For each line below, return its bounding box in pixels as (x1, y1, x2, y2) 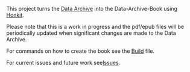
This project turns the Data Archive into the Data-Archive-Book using (6, 5, 178, 12)
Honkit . (6, 11, 24, 19)
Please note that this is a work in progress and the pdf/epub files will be (6, 23, 185, 30)
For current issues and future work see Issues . (6, 59, 121, 66)
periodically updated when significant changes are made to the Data (6, 29, 176, 37)
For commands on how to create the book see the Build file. (6, 47, 155, 55)
